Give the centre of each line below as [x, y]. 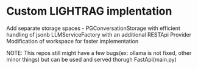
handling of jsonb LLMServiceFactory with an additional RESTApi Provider [99, 34]
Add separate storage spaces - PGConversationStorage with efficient [94, 28]
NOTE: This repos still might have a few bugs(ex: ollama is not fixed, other [99, 53]
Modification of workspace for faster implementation [72, 41]
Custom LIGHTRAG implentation [89, 11]
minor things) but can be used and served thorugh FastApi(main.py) [91, 59]
